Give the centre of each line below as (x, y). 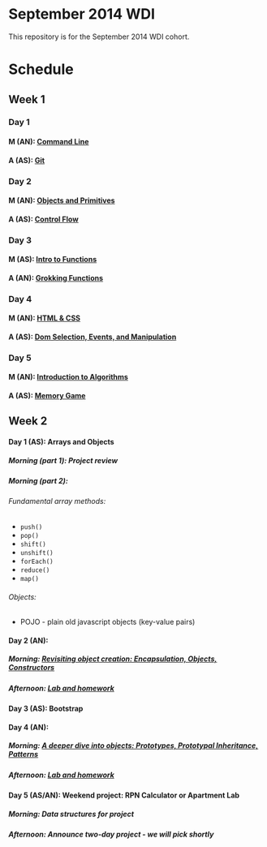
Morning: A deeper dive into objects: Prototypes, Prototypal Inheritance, (133, 746)
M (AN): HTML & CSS (45, 318)
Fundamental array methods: (57, 501)
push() (31, 527)
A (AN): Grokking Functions (56, 277)
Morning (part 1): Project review (63, 460)
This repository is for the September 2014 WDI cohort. (99, 37)
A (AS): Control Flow (43, 219)
